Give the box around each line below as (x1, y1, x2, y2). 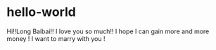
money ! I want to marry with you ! (6, 34, 106, 42)
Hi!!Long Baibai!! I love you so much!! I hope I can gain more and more (6, 27, 210, 35)
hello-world (6, 4, 77, 20)
